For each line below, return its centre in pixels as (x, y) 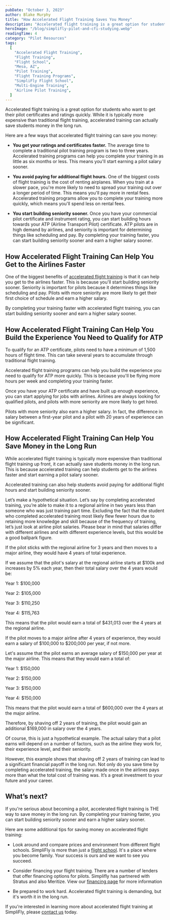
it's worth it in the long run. (41, 897)
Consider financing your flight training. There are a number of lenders (85, 870)
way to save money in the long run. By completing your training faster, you (83, 814)
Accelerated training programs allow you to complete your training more (88, 198)
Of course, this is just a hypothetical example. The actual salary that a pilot (83, 738)
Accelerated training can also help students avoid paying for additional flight (85, 484)
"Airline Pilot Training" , (43, 90)
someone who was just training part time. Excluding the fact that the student (85, 511)
